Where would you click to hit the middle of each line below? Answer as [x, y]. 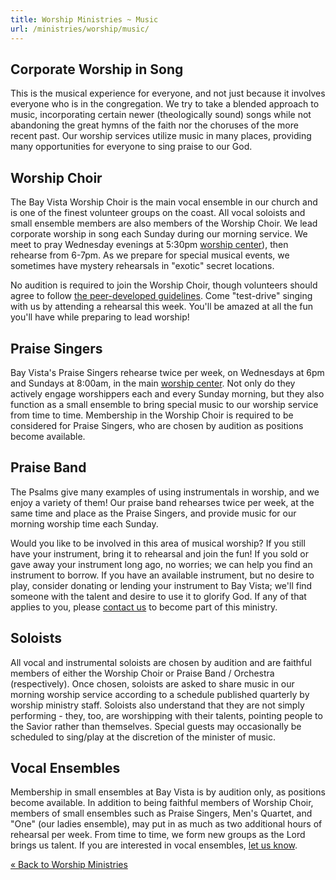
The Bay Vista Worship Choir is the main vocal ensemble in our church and [164, 202]
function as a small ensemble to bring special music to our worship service [164, 404]
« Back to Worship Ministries [69, 865]
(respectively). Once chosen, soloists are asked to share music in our [152, 683]
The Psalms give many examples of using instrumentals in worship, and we [165, 492]
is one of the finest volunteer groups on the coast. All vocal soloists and [158, 213]
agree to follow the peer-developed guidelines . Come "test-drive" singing [161, 296]
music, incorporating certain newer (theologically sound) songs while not [161, 115]
